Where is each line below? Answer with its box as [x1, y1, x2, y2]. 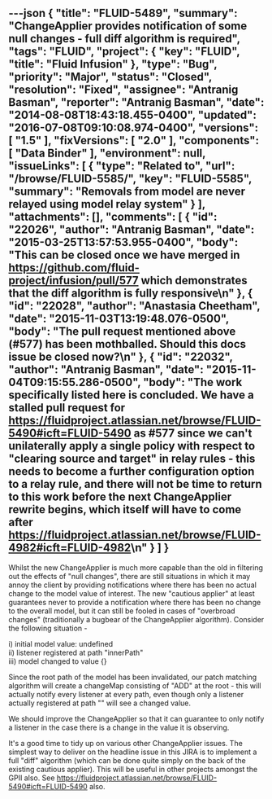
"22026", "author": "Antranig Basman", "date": [8, 223, 255, 237]
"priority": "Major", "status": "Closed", [8, 70, 213, 84]
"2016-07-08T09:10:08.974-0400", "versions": [8, 121, 259, 135]
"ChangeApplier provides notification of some [8, 20, 248, 33]
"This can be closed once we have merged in [8, 248, 240, 262]
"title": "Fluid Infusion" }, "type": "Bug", [8, 57, 218, 72]
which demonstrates [140, 274, 248, 288]
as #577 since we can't [133, 427, 253, 441]
